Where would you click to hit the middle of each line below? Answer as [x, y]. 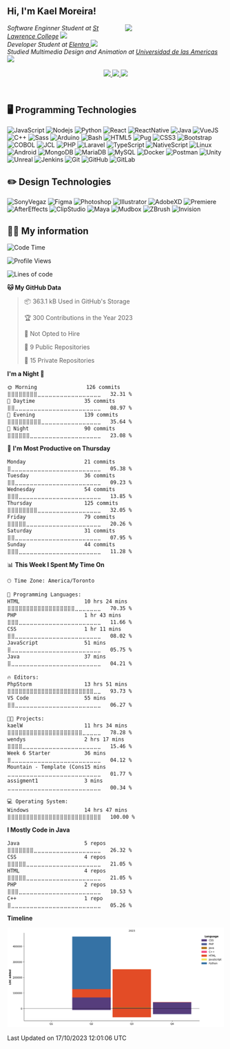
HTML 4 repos [57, 871]
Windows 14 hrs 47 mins [67, 810]
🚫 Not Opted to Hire [52, 334]
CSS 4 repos [57, 857]
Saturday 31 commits [61, 531]
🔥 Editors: [23, 678]
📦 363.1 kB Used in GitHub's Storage [77, 301]
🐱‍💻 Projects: [26, 719]
